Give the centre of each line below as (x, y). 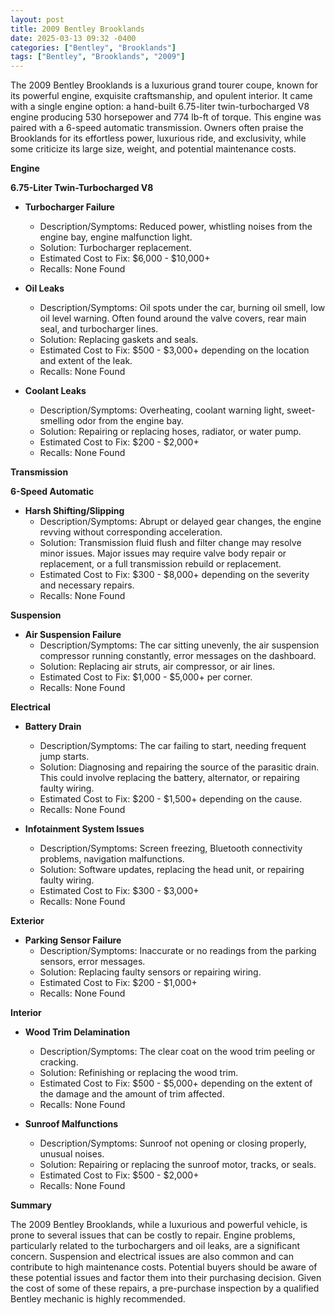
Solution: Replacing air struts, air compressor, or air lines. (157, 667)
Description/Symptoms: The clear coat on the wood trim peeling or (177, 1052)
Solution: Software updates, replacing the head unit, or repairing (172, 870)
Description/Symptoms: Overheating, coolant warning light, (162, 410)
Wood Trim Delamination (77, 1032)
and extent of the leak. (86, 361)
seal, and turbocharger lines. (99, 329)
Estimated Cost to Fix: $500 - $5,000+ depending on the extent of (176, 1083)
